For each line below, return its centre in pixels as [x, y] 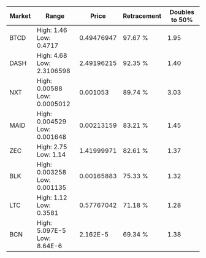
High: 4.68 [52, 56]
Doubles [182, 12]
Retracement [142, 16]
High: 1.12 [52, 197]
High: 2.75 [52, 147]
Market [20, 16]
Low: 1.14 [51, 154]
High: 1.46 [52, 30]
